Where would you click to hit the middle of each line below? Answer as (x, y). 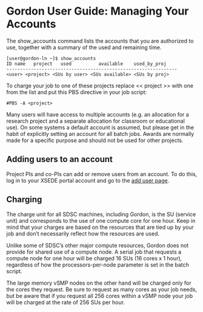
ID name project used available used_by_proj (86, 64)
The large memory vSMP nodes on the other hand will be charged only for (99, 283)
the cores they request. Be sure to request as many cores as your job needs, (102, 289)
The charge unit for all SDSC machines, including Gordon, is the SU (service (101, 214)
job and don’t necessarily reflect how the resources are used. (83, 233)
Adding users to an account (60, 159)
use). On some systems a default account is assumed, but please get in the (100, 127)
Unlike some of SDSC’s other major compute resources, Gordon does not (98, 245)
